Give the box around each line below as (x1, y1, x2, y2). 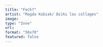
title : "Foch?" (5, 7, 37, 12)
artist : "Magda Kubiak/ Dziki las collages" (5, 12, 99, 17)
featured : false (5, 35, 39, 40)
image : (5, 16, 19, 21)
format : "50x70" (5, 30, 39, 35)
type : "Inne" (5, 21, 32, 26)
